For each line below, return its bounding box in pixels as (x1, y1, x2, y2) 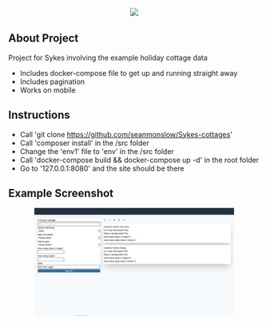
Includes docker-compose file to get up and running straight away (19, 68, 238, 77)
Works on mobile (19, 85, 76, 95)
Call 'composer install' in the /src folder (19, 138, 149, 148)
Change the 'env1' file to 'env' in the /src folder (19, 146, 174, 156)
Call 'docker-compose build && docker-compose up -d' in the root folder (19, 155, 260, 164)
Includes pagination (19, 77, 85, 86)
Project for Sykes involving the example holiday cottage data (8, 53, 208, 62)
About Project (8, 32, 79, 45)
